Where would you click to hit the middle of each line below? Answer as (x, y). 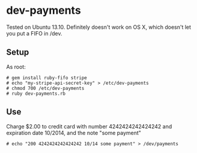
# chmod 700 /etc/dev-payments (45, 88)
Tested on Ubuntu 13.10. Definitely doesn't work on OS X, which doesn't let (98, 27)
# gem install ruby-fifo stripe (47, 78)
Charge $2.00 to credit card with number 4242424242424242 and (89, 126)
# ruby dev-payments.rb (36, 94)
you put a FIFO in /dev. (34, 33)
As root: (16, 67)
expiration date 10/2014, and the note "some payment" (74, 133)
